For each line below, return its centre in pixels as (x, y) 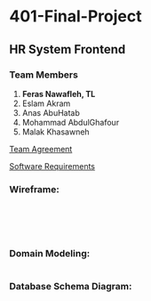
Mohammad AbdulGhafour (71, 122)
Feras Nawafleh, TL (59, 94)
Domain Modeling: (50, 254)
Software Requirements (52, 166)
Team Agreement (41, 149)
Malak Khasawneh (56, 132)
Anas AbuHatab (51, 112)
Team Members (44, 75)
